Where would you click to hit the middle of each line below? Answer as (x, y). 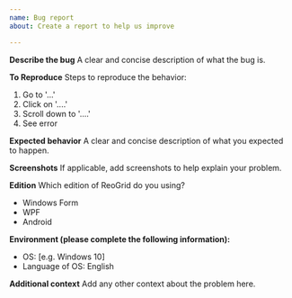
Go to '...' (39, 95)
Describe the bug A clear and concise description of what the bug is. (137, 59)
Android (37, 221)
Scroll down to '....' (57, 113)
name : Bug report (42, 18)
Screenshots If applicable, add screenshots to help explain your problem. (146, 167)
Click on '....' (45, 104)
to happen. (29, 150)
